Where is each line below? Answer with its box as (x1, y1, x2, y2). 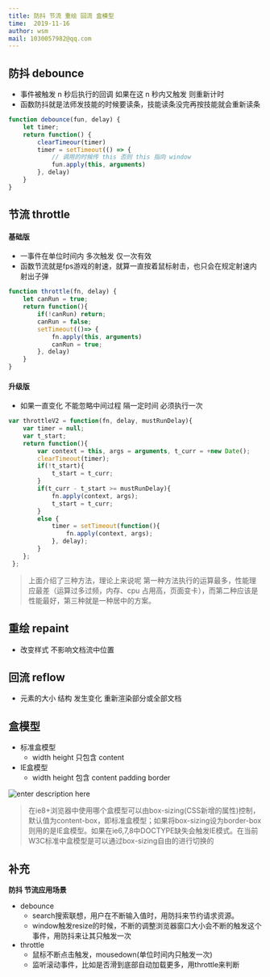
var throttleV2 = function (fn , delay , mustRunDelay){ (8, 417, 193, 425)
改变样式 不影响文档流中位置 (19, 645, 114, 654)
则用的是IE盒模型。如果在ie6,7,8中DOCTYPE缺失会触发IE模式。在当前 (27, 826, 259, 835)
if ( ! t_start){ (37, 462, 85, 470)
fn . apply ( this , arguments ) (51, 332, 143, 340)
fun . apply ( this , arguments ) (51, 161, 147, 169)
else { (37, 514, 60, 522)
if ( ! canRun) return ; (37, 311, 106, 319)
